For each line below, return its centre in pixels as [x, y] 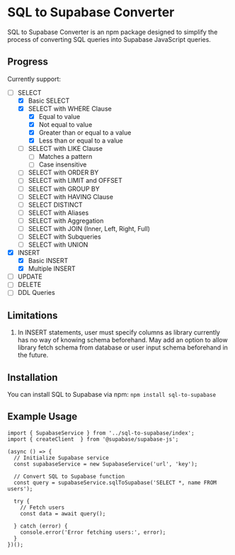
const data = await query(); [63, 514]
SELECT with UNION [58, 245]
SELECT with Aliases [58, 213]
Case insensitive [63, 164]
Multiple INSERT [52, 269]
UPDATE [30, 276]
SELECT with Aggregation [66, 220]
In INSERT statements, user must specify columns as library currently [119, 332]
